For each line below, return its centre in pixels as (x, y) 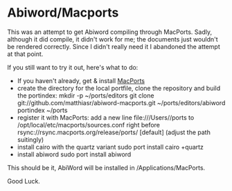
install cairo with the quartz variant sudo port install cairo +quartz (110, 147)
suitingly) (30, 139)
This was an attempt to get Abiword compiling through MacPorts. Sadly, (110, 32)
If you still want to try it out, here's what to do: (73, 67)
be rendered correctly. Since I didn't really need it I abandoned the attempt (114, 46)
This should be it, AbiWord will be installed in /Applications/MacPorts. (106, 167)
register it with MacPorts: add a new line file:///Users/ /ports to (106, 117)
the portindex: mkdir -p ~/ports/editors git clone (86, 95)
